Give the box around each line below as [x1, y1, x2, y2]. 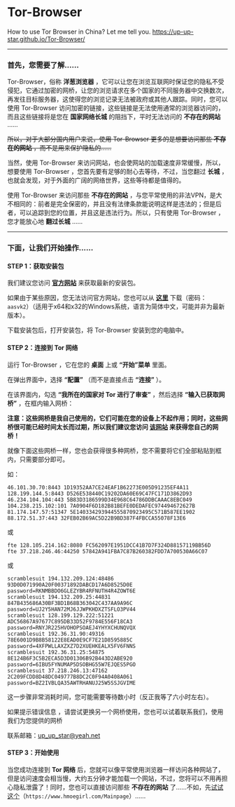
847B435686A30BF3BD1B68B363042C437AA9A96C [7, 599, 133, 606]
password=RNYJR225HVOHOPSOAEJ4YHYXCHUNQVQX [7, 624, 136, 631]
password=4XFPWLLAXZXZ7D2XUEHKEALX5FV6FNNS [7, 642, 136, 649]
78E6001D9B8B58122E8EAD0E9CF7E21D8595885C [7, 636, 133, 644]
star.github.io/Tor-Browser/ [7, 34, 85, 43]
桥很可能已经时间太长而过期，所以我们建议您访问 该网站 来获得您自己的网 [7, 422, 219, 431]
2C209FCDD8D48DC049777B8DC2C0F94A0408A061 [7, 673, 133, 680]
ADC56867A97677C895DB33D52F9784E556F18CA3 [7, 618, 133, 625]
